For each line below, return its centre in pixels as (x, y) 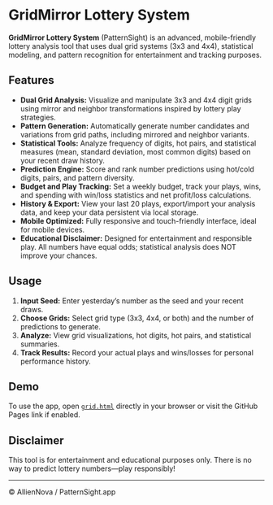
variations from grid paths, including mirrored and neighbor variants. (134, 134)
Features (31, 80)
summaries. (40, 344)
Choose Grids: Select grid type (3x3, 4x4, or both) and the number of (137, 318)
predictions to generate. (61, 326)
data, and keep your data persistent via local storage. (109, 212)
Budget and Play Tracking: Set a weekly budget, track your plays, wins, (141, 186)
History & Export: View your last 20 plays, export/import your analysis (138, 203)
